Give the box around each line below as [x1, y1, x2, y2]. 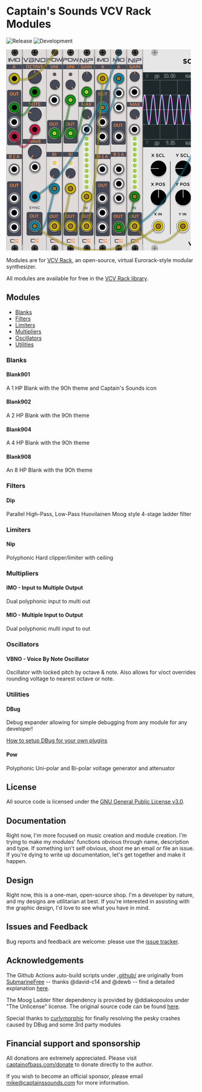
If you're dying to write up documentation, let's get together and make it [6, 851, 186, 858]
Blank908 [6, 453, 31, 460]
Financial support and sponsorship [6, 1038, 141, 1048]
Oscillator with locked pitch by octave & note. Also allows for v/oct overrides [6, 669, 196, 676]
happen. [6, 858, 27, 865]
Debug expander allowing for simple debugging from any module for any [6, 719, 187, 726]
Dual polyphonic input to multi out [6, 597, 91, 605]
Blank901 [6, 371, 30, 378]
